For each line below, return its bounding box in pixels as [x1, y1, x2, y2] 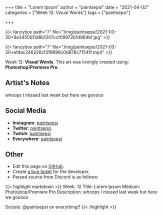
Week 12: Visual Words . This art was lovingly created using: [5, 59, 129, 64]
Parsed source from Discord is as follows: [12, 174, 98, 180]
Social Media [5, 106, 46, 115]
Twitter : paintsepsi [12, 125, 51, 131]
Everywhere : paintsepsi [12, 135, 62, 141]
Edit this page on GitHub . [12, 163, 64, 169]
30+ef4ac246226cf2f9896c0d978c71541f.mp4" [5, 49, 104, 55]
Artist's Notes [5, 78, 50, 87]
